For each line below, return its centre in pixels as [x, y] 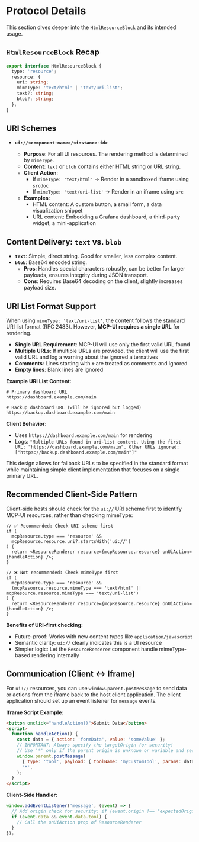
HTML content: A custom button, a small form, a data [97, 204]
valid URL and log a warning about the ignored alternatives [86, 357]
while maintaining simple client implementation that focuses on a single [93, 470]
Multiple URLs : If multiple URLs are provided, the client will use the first [102, 351]
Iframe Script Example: [35, 712]
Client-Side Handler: [32, 795]
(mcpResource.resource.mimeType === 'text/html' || [77, 588]
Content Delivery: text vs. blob [64, 242]
